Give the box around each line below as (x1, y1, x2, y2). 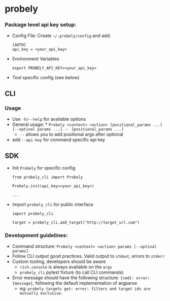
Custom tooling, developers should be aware (12, 258, 106, 264)
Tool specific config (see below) (12, 75, 80, 81)
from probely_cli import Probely (12, 175, 83, 180)
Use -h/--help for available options (12, 116, 86, 122)
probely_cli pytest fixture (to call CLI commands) (19, 270, 124, 276)
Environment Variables (12, 56, 59, 62)
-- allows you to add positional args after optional (19, 131, 123, 138)
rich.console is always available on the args (19, 264, 112, 270)
